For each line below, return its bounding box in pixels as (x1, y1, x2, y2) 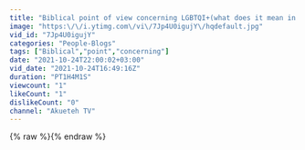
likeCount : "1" (9, 89, 68, 98)
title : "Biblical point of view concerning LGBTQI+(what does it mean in (9, 13, 297, 23)
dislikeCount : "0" (9, 97, 79, 107)
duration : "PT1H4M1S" (9, 73, 92, 82)
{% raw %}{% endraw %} (9, 131, 107, 142)
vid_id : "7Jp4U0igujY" (9, 30, 96, 39)
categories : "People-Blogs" (9, 38, 117, 48)
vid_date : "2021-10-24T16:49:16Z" (9, 65, 142, 74)
